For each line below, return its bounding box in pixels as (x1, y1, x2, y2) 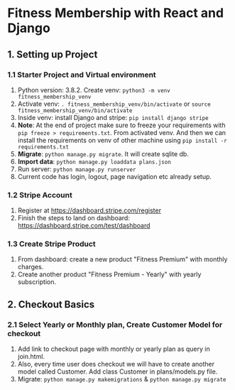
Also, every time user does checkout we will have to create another (17, 360, 215, 369)
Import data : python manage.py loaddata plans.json (17, 157, 172, 166)
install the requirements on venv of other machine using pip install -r (17, 136, 227, 144)
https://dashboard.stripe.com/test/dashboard (17, 222, 151, 230)
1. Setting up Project (7, 48, 98, 60)
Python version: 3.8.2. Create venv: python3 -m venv (17, 85, 170, 94)
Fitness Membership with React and (7, 5, 224, 21)
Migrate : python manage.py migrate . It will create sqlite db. (17, 149, 190, 158)
